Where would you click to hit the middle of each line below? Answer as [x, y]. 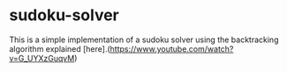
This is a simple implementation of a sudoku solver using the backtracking [144, 40]
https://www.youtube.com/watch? [172, 48]
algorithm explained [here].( [60, 48]
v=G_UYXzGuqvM [42, 58]
